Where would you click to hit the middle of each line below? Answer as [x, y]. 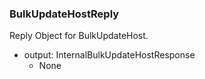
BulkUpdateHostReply [64, 14]
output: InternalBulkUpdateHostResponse [109, 55]
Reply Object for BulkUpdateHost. [79, 36]
